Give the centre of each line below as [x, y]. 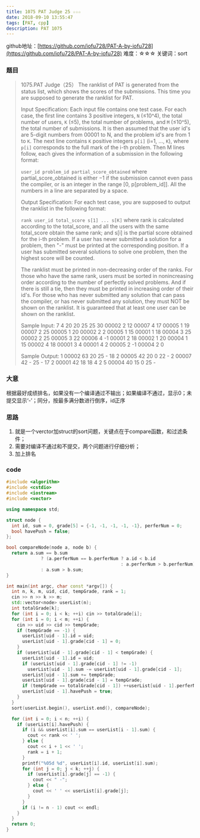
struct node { [24, 520]
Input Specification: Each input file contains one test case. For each [103, 109]
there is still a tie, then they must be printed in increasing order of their [107, 288]
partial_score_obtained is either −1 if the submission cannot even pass [107, 178]
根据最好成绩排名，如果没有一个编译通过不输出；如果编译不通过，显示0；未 [99, 393]
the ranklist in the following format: [63, 208]
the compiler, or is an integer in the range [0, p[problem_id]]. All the [103, 184]
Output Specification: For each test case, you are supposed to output [105, 202]
